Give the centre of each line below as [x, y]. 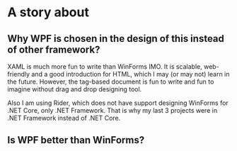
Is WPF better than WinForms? [76, 140]
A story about [48, 12]
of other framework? [54, 49]
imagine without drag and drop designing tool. [75, 89]
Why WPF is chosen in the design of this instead [116, 39]
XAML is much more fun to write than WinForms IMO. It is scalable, [105, 67]
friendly [19, 74]
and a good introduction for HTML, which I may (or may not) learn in [131, 74]
